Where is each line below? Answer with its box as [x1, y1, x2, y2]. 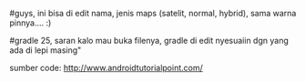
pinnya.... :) [9, 17, 52, 28]
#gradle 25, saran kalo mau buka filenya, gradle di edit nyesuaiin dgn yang [9, 36, 289, 46]
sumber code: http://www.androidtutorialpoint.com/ [9, 63, 203, 73]
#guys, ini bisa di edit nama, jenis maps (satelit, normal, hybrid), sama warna [9, 8, 297, 18]
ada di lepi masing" [9, 45, 82, 56]
